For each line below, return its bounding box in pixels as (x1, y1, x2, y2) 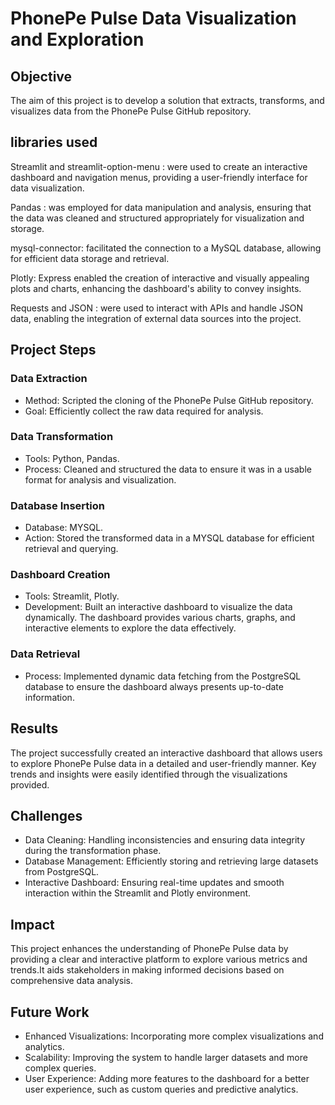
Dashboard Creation (10, 568, 111, 582)
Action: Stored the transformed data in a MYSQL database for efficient (24, 532, 315, 544)
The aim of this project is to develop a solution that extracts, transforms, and (10, 95, 325, 106)
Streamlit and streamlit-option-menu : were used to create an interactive (10, 160, 308, 172)
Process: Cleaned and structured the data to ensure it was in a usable (24, 463, 312, 475)
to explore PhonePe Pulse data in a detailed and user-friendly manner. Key (10, 757, 317, 769)
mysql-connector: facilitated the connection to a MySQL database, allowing (10, 242, 322, 254)
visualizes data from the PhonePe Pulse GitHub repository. (10, 105, 252, 117)
